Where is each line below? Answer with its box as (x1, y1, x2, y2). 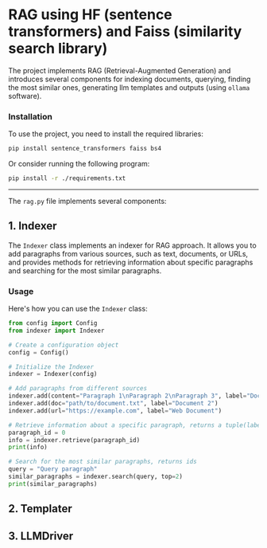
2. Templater (8, 502, 73, 515)
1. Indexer (8, 219, 57, 233)
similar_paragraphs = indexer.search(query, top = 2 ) (8, 472, 183, 481)
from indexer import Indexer (8, 327, 105, 335)
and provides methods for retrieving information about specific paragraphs (8, 257, 253, 267)
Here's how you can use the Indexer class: (8, 304, 149, 314)
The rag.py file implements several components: (8, 196, 167, 205)
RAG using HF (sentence (8, 6, 172, 24)
